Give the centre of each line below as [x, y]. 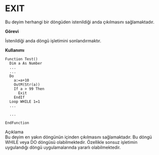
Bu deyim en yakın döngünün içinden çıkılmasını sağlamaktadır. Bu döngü [79, 137]
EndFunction [17, 123]
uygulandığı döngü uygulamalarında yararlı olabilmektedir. [63, 147]
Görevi [12, 31]
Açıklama [14, 132]
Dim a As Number [26, 63]
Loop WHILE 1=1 [25, 102]
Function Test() [21, 59]
